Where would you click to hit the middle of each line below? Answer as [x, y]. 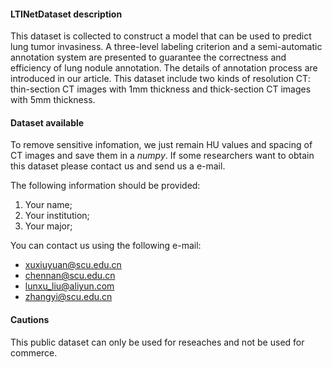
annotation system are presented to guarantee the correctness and [148, 57]
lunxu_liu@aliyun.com [69, 286]
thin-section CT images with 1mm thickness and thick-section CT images [161, 89]
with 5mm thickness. [53, 100]
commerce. [34, 352]
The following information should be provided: [105, 186]
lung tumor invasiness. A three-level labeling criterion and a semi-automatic [166, 47]
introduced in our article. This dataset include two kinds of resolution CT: [160, 79]
